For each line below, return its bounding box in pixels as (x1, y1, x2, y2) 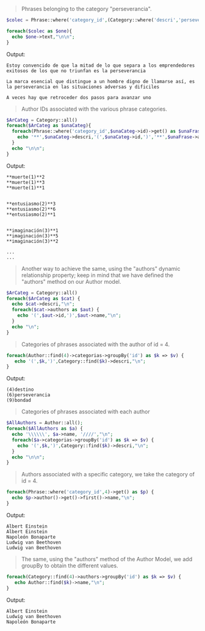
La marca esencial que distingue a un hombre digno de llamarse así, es (6, 78, 195, 84)
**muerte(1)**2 (6, 174, 45, 180)
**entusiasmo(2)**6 (6, 206, 56, 212)
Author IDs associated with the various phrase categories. (21, 105, 168, 113)
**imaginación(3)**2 (6, 238, 59, 244)
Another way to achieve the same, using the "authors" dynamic (21, 265, 181, 272)
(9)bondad (6, 397, 32, 404)
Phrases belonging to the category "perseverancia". (21, 6, 152, 12)
